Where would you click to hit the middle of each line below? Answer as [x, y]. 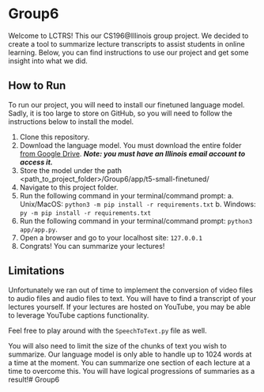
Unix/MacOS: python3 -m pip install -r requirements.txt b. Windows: [138, 204]
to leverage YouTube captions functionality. [79, 315]
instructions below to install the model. [71, 121]
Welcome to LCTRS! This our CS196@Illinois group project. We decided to [128, 36]
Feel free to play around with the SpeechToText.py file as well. [107, 330]
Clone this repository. [55, 137]
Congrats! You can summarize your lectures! [92, 246]
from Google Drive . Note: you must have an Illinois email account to [132, 153]
